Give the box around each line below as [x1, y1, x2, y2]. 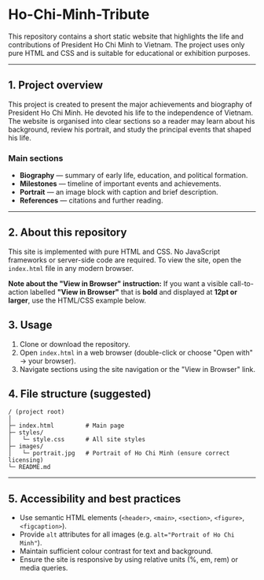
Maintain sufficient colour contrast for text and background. [19, 546, 214, 556]
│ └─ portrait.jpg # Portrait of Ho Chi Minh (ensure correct [8, 449, 230, 458]
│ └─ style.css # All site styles [8, 436, 146, 444]
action [8, 287, 29, 296]
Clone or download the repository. [19, 339, 131, 348]
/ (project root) [8, 408, 65, 416]
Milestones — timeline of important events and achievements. [19, 179, 222, 188]
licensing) [8, 456, 44, 464]
